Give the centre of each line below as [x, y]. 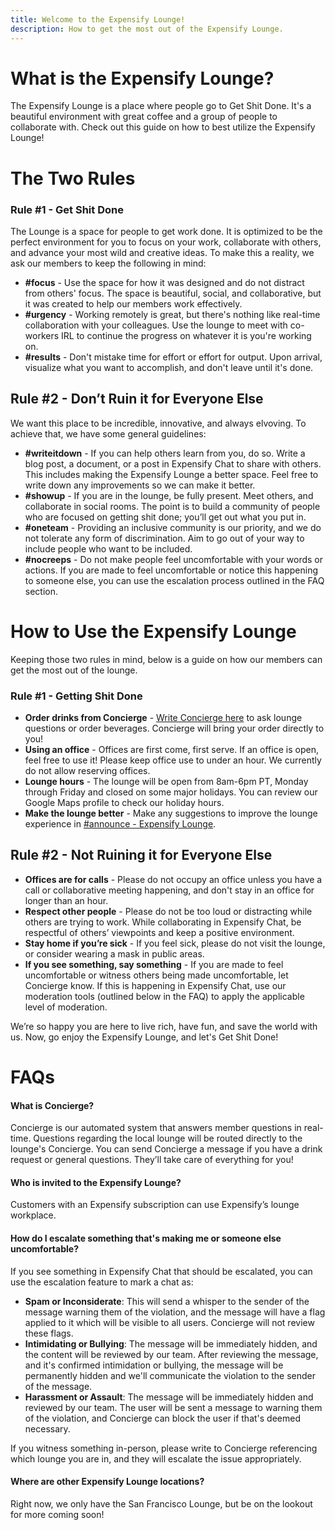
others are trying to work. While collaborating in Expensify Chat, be [163, 922]
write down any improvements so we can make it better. [140, 485]
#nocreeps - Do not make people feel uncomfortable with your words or [174, 559]
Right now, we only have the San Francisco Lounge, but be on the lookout [161, 1503]
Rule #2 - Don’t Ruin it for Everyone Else [137, 399]
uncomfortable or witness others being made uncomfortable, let [156, 975]
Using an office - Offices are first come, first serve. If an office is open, [171, 749]
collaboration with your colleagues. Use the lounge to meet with [156, 325]
